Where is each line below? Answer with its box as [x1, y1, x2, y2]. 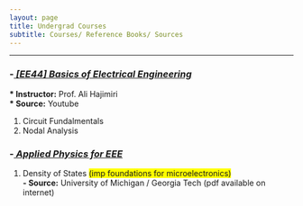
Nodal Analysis [22, 125, 78, 136]
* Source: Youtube [9, 98, 79, 109]
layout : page [9, 13, 59, 22]
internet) [22, 186, 55, 198]
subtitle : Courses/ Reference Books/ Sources [9, 30, 183, 39]
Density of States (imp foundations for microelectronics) [22, 167, 232, 178]
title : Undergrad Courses [9, 22, 106, 31]
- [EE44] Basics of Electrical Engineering [9, 68, 192, 81]
